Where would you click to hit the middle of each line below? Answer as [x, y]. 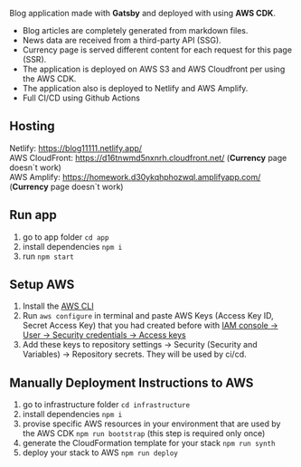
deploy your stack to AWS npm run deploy [100, 453]
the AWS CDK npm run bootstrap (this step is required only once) [144, 434]
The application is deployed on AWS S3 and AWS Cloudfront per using [154, 69]
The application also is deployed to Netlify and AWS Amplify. [135, 88]
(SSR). [34, 59]
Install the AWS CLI [58, 306]
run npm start [48, 256]
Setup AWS [42, 285]
